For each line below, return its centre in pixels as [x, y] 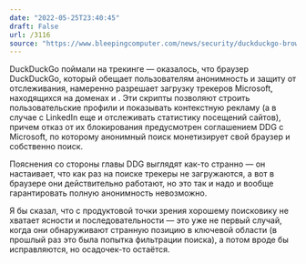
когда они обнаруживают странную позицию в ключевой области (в [143, 230]
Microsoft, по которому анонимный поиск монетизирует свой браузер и [150, 137]
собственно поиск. [46, 147]
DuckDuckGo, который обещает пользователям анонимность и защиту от [153, 79]
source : [24, 43]
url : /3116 [30, 35]
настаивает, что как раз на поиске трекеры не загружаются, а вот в [142, 174]
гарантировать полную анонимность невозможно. [108, 193]
